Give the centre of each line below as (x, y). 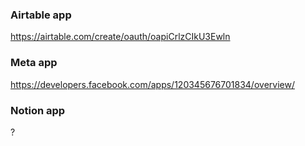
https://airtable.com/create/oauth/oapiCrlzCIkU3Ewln (120, 37)
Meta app (34, 63)
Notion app (38, 110)
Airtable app (41, 15)
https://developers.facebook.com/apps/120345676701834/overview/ (152, 84)
